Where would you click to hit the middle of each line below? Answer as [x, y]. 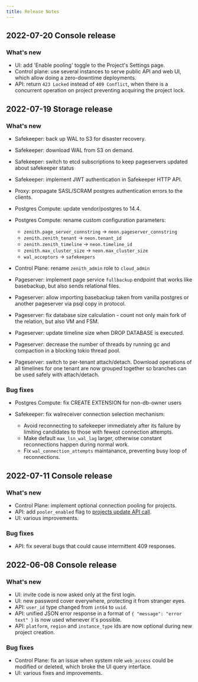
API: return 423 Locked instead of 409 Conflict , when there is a [91, 84]
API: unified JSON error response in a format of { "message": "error [98, 613]
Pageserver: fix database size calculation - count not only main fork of [100, 315]
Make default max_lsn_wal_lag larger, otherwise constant [92, 438]
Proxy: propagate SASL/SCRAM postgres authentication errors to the [99, 191]
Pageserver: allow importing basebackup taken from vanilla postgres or [102, 297]
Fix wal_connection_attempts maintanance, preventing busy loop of [105, 451]
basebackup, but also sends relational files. [67, 286]
